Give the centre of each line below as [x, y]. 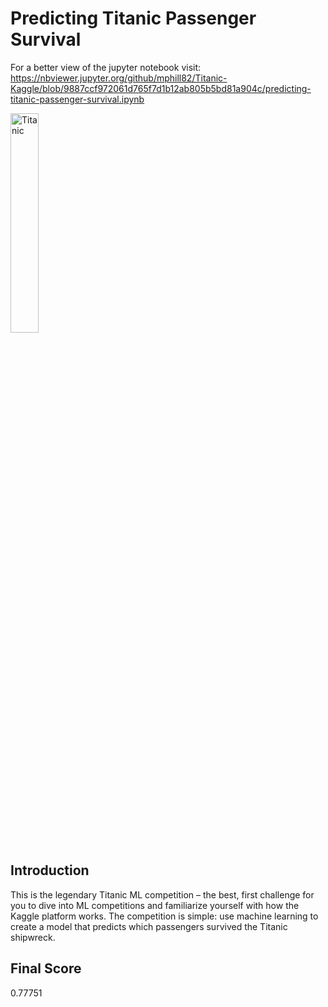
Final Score [46, 968]
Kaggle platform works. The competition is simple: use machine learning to [164, 916]
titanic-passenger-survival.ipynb [77, 99]
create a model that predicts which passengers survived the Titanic [149, 926]
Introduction [50, 870]
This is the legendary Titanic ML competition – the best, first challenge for [162, 894]
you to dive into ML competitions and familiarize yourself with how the [155, 905]
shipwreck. [33, 937]
